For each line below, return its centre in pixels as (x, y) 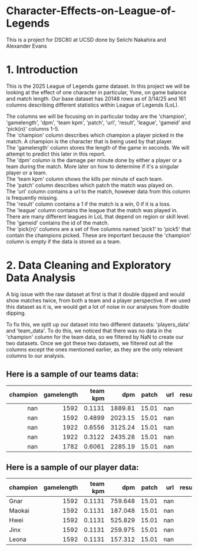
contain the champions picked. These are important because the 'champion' (99, 235)
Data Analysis (41, 278)
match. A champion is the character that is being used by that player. (90, 141)
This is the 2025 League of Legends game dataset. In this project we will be (98, 86)
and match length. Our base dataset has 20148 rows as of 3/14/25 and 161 (96, 98)
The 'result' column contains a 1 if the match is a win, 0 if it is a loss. (89, 204)
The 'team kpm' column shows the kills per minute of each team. (85, 179)
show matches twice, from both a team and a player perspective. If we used (98, 300)
